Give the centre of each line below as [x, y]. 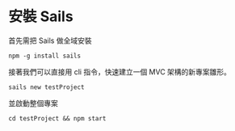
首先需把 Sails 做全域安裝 [50, 40]
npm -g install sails [45, 56]
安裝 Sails [41, 17]
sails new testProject [46, 87]
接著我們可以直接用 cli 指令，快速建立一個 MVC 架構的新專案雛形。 [120, 72]
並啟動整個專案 [33, 103]
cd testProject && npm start [57, 118]
